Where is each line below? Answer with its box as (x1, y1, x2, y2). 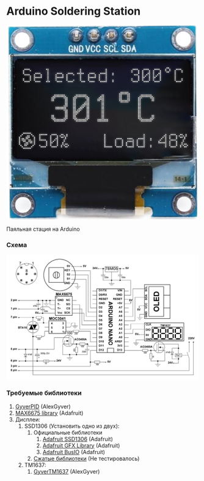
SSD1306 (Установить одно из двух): (24, 422, 120, 430)
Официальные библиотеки (33, 428, 103, 436)
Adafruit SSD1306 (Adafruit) (42, 435, 113, 442)
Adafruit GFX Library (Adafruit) (42, 442, 120, 449)
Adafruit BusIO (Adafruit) (42, 448, 106, 455)
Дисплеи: (15, 416, 41, 423)
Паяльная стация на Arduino (6, 225, 81, 233)
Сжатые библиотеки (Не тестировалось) (33, 455, 140, 462)
